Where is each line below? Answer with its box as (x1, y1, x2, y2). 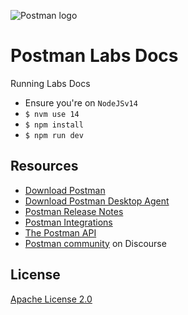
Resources (10, 158, 79, 175)
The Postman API (24, 226, 97, 239)
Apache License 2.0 (10, 293, 93, 305)
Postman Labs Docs (10, 45, 179, 67)
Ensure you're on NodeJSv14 (24, 96, 138, 109)
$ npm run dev (24, 130, 84, 140)
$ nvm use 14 (24, 109, 80, 119)
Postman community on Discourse (24, 237, 167, 249)
